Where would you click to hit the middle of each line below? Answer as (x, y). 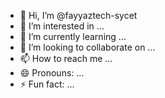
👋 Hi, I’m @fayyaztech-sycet (78, 15)
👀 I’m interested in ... (62, 26)
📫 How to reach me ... (66, 58)
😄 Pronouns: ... (52, 73)
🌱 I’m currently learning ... (73, 36)
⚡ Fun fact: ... (47, 84)
